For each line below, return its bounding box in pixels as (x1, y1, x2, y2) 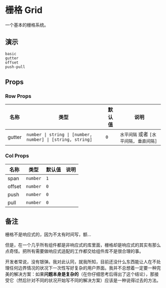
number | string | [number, (26, 132, 92, 138)
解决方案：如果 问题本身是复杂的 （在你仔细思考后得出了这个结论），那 (13, 271, 155, 277)
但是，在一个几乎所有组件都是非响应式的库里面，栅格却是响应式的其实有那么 (5, 242, 161, 248)
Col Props (5, 152, 29, 159)
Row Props (5, 93, 32, 100)
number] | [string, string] (26, 137, 92, 143)
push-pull (5, 64, 26, 70)
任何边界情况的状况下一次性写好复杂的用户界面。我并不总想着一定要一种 (9, 265, 157, 271)
